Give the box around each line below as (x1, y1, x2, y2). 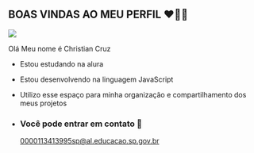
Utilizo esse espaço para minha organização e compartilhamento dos (19, 90, 247, 99)
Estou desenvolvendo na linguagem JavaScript (19, 75, 174, 84)
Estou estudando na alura (19, 59, 104, 68)
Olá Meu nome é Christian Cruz (8, 44, 111, 53)
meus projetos (19, 98, 67, 108)
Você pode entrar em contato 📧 (19, 118, 143, 129)
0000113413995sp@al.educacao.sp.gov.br (19, 136, 160, 146)
